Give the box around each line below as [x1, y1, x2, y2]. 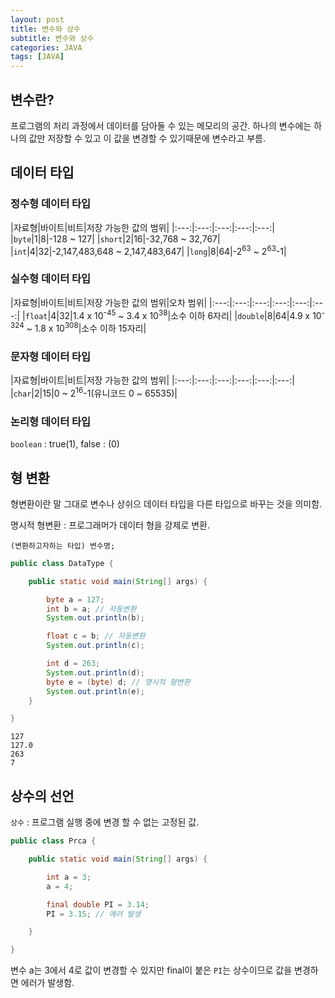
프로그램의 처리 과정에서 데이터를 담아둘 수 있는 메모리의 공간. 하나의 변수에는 [10, 119, 312, 131]
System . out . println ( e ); [46, 686, 145, 696]
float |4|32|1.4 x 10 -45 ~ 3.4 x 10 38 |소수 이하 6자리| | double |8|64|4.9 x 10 [24, 307, 322, 321]
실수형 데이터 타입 [10, 272, 92, 286]
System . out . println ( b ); [46, 613, 145, 623]
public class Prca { [10, 836, 97, 846]
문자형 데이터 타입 [10, 349, 92, 363]
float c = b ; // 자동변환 [46, 631, 146, 641]
